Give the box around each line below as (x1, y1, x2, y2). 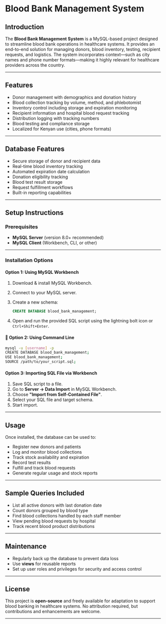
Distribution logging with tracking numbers (12, 115, 100, 121)
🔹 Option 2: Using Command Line (5, 334, 75, 340)
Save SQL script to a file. (12, 381, 63, 387)
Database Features (5, 145, 65, 154)
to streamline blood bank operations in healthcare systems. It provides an (5, 41, 155, 47)
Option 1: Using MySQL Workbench (5, 269, 79, 275)
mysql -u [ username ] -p (5, 345, 54, 351)
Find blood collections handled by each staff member (12, 513, 121, 519)
